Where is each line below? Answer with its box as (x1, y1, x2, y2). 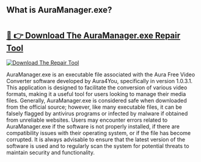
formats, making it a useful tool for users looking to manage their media (6, 90, 186, 97)
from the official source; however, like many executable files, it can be (6, 103, 182, 111)
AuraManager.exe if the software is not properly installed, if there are (6, 123, 180, 130)
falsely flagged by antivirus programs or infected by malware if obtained (6, 110, 188, 117)
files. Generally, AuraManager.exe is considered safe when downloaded (6, 97, 188, 104)
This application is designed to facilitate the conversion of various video (6, 84, 188, 91)
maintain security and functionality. (6, 149, 95, 156)
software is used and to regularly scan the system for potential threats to (6, 142, 189, 149)
